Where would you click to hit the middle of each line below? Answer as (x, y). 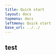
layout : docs (18, 14)
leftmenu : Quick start (28, 23)
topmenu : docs (19, 18)
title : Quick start (25, 9)
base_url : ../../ (23, 28)
